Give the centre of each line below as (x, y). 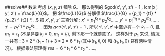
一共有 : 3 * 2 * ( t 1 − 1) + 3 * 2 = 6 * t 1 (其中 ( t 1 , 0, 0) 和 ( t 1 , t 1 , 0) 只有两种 (76, 42)
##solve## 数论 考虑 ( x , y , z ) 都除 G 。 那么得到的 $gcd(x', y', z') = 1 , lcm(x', (81, 7)
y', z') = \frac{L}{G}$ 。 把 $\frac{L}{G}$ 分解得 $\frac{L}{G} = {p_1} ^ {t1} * (81, 13)
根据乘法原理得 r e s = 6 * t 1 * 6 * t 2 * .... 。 (57, 48)
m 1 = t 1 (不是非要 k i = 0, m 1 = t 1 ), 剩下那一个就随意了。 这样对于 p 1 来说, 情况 (82, 34)
